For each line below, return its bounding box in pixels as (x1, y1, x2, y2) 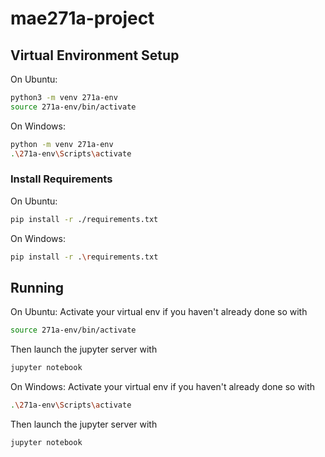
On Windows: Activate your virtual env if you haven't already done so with (10, 381, 316, 393)
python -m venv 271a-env (10, 139, 114, 149)
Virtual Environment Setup (10, 47, 180, 64)
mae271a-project (10, 7, 155, 30)
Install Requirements (10, 172, 113, 186)
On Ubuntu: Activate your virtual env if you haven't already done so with (10, 306, 308, 318)
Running (10, 279, 65, 296)
